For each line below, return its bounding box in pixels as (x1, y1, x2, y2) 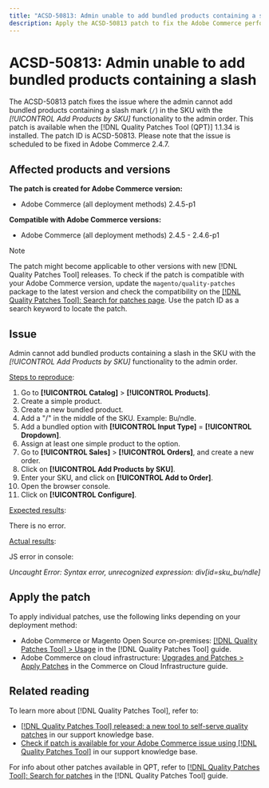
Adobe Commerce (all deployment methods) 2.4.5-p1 (20, 199, 196, 209)
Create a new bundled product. (20, 405, 124, 414)
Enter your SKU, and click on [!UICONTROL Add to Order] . (20, 473, 214, 482)
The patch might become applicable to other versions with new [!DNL (9, 262, 238, 271)
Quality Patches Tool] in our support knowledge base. (20, 746, 198, 756)
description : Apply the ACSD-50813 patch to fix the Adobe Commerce (9, 19, 242, 27)
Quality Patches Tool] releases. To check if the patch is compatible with (9, 270, 244, 280)
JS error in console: (9, 552, 74, 562)
